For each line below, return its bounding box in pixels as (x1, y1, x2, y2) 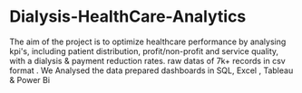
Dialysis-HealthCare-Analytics (9, 6, 247, 27)
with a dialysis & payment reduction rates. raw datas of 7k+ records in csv (9, 55, 286, 66)
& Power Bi (9, 74, 51, 85)
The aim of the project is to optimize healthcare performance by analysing (9, 36, 287, 47)
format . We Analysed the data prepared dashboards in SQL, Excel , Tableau (9, 65, 294, 76)
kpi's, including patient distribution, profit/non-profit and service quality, (9, 45, 279, 56)
